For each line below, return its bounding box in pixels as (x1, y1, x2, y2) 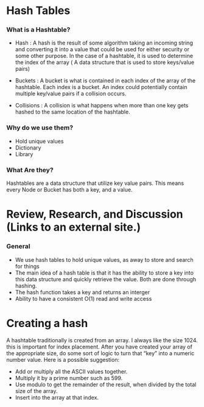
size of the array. (15, 387, 58, 394)
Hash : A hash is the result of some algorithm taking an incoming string (15, 39, 193, 46)
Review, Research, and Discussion (6, 207, 184, 222)
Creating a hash (6, 316, 88, 330)
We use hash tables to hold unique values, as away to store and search (15, 256, 194, 263)
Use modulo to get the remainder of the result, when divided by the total (15, 381, 197, 388)
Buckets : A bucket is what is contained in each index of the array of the (15, 77, 196, 84)
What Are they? (6, 165, 54, 174)
